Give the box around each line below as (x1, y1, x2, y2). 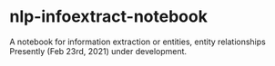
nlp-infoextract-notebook (9, 6, 208, 27)
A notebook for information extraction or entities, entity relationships (9, 36, 266, 47)
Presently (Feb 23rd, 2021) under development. (9, 45, 188, 56)
